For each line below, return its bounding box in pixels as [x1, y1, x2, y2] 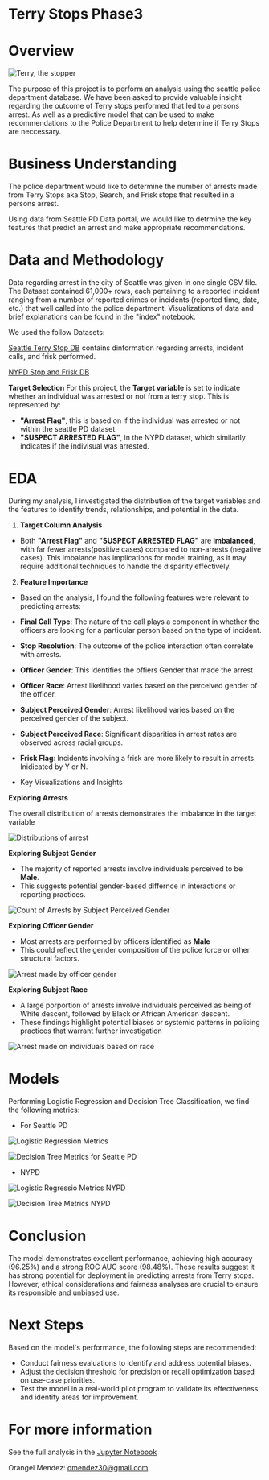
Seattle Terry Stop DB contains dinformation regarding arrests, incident [8, 343, 243, 353]
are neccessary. [8, 126, 62, 137]
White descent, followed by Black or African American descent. [19, 1008, 230, 1019]
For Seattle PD [19, 1120, 68, 1130]
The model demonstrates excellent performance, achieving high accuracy [8, 1253, 253, 1263]
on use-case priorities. [19, 1375, 96, 1385]
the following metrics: [8, 1105, 80, 1114]
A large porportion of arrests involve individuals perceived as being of [19, 1000, 251, 1010]
